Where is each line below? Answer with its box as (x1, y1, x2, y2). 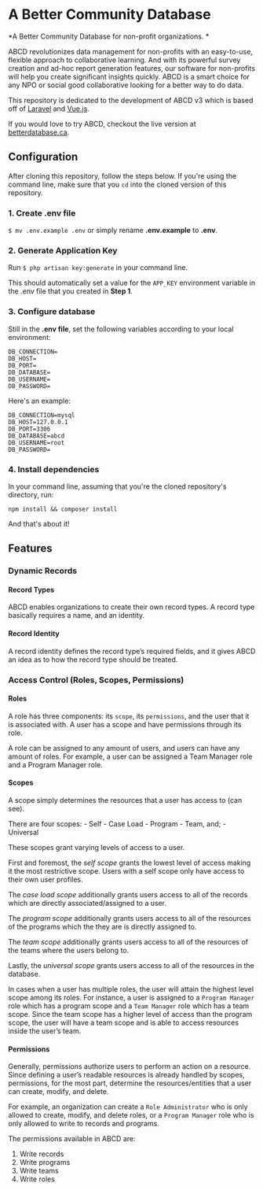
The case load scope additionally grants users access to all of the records (8, 889, 248, 899)
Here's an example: (8, 396, 71, 405)
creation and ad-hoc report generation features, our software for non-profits (8, 63, 256, 72)
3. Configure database (8, 306, 96, 317)
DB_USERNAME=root (8, 438, 65, 446)
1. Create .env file (8, 207, 76, 218)
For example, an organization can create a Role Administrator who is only (8, 1102, 249, 1111)
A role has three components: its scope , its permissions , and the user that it (8, 711, 250, 721)
